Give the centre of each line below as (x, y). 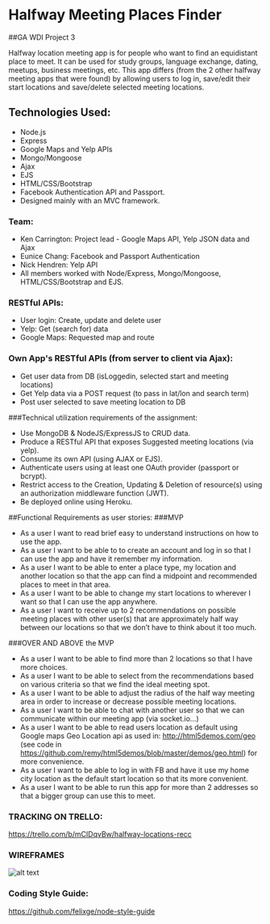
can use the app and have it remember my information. (111, 558)
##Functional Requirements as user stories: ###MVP (96, 517)
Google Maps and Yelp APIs (66, 149)
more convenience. (52, 761)
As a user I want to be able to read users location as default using (129, 727)
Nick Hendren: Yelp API (59, 265)
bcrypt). (33, 476)
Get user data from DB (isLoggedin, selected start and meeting (124, 376)
